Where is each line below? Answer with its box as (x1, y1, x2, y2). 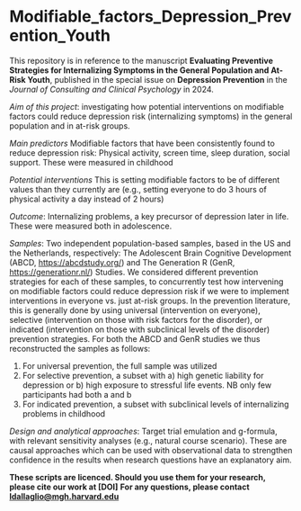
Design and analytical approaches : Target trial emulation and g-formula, (9, 426, 278, 436)
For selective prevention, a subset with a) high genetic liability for (22, 370, 264, 381)
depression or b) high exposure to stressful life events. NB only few (22, 380, 272, 390)
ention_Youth (9, 25, 111, 46)
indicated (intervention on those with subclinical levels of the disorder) (9, 324, 270, 335)
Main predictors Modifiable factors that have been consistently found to (9, 138, 276, 148)
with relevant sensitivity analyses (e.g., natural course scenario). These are (9, 435, 288, 446)
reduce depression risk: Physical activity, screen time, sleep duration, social (9, 147, 290, 158)
